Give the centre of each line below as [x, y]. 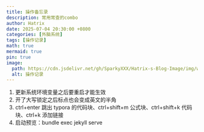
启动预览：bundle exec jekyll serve [59, 123]
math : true [20, 46]
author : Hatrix [25, 23]
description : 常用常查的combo [42, 18]
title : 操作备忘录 [27, 12]
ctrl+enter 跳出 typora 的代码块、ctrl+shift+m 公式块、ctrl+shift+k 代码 [104, 108]
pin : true [19, 57]
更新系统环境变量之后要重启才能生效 [60, 92]
